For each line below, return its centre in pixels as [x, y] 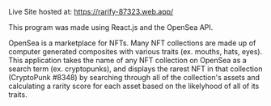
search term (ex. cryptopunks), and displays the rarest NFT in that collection [135, 69]
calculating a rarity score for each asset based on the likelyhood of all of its [134, 86]
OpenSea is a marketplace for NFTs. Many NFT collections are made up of [132, 43]
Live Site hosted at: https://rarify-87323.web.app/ [91, 12]
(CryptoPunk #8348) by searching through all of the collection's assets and [134, 77]
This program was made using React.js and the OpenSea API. [111, 27]
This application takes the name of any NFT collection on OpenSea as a [127, 60]
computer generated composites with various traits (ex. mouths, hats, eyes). [135, 51]
